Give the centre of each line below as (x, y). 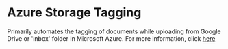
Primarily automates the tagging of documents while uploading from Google (114, 31)
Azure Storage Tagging (74, 13)
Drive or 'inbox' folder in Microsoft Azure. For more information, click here (111, 38)
